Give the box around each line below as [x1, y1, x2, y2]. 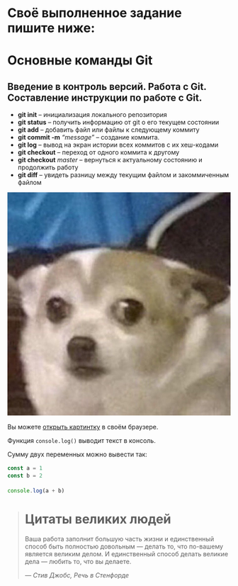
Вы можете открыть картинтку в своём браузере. [7, 423, 159, 432]
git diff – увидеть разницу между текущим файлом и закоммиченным [17, 171, 229, 179]
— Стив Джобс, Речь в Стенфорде [24, 570, 130, 579]
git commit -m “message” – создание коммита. [17, 133, 160, 142]
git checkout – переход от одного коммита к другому [17, 148, 180, 157]
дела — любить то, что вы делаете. [24, 557, 132, 565]
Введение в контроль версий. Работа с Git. [7, 80, 207, 93]
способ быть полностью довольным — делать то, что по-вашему [24, 542, 224, 551]
